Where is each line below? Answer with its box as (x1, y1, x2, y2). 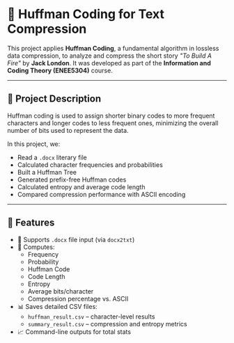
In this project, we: (7, 139, 61, 148)
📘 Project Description (7, 93, 102, 105)
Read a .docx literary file (17, 153, 87, 161)
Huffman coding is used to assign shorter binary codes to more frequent (7, 111, 215, 120)
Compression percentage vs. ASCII (27, 294, 129, 303)
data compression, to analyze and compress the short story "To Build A (7, 51, 212, 60)
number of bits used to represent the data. (7, 126, 129, 134)
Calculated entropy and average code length (17, 182, 146, 191)
